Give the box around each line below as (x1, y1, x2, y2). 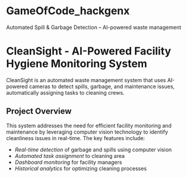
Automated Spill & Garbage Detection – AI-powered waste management (6, 24, 182, 31)
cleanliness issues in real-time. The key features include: (6, 134, 145, 141)
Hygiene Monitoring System (6, 57, 147, 70)
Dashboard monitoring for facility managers (14, 158, 122, 166)
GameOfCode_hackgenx (6, 4, 130, 18)
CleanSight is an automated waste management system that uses (6, 76, 166, 83)
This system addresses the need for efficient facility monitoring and (6, 122, 172, 129)
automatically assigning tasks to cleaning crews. (6, 89, 125, 96)
